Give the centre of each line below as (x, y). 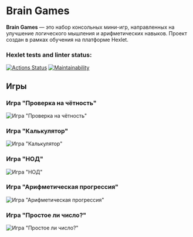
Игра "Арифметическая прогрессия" (62, 187)
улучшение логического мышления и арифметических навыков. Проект (97, 33)
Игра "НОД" (25, 159)
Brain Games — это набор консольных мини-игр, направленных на (90, 27)
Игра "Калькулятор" (37, 131)
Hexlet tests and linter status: (49, 55)
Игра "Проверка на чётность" (51, 103)
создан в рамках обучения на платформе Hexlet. (67, 39)
